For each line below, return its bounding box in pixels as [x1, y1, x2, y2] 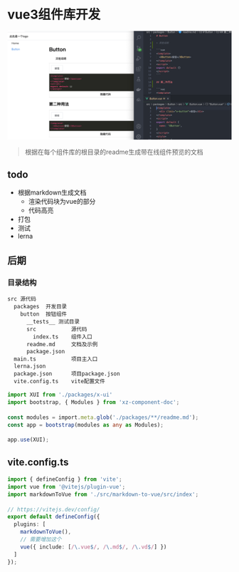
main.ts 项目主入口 [14, 355, 98, 363]
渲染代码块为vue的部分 [28, 197, 96, 206]
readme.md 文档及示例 [26, 341, 98, 348]
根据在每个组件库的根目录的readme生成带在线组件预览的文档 [24, 147, 203, 156]
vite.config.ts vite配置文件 [14, 378, 105, 385]
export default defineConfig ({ [7, 514, 100, 521]
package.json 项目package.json [14, 370, 120, 378]
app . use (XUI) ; [7, 436, 50, 444]
